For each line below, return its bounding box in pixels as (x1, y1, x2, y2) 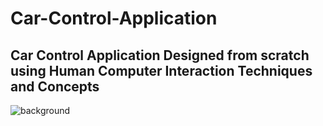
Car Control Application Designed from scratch (10, 47, 310, 64)
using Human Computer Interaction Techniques (10, 62, 313, 79)
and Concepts (10, 78, 100, 95)
